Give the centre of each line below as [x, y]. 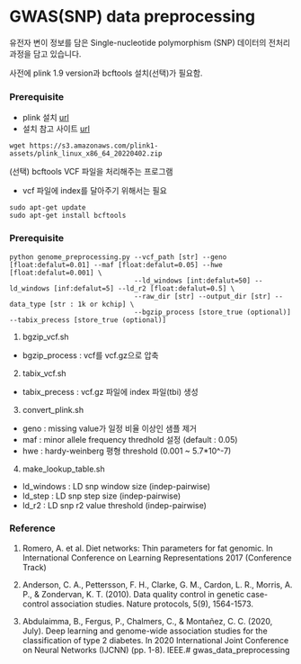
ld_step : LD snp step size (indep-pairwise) [102, 496]
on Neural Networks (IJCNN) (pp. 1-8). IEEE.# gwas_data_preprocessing [156, 650]
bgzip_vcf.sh [45, 336]
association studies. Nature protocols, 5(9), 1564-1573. [152, 604]
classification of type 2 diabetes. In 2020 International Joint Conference [155, 640]
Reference [32, 528]
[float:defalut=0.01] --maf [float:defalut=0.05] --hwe [116, 265]
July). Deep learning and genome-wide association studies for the [145, 631]
